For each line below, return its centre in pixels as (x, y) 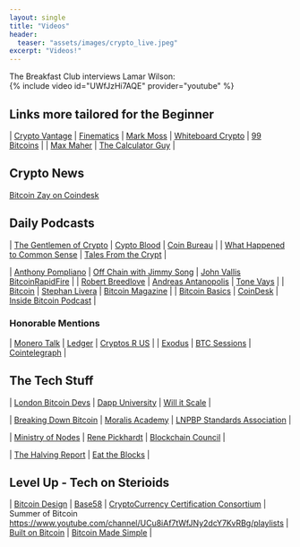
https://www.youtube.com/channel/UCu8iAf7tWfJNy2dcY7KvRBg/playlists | (149, 523)
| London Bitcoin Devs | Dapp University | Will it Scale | (111, 402)
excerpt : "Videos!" (46, 51)
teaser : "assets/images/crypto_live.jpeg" (98, 43)
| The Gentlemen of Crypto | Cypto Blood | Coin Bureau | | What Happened (147, 245)
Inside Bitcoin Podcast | (53, 300)
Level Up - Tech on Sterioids (90, 483)
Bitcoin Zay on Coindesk (54, 195)
